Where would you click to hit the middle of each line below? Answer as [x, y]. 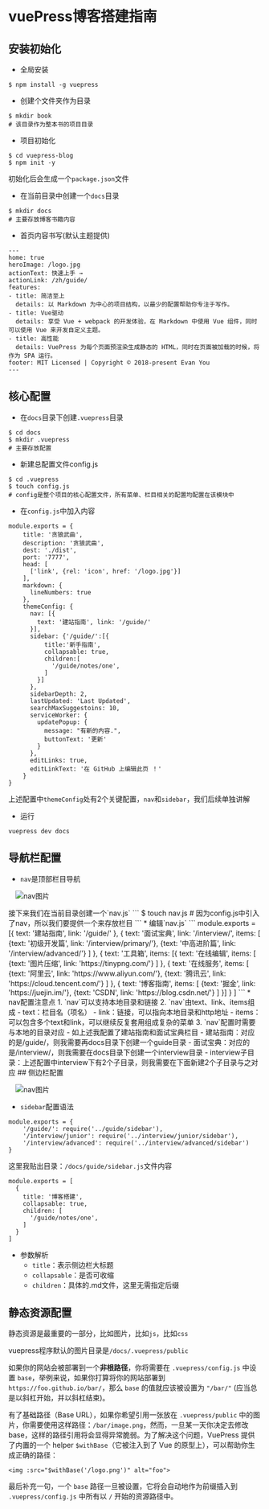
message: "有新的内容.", [83, 730]
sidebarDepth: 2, [59, 694]
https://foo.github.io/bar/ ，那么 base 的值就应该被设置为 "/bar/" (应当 [129, 1388]
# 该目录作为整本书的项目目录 [51, 125]
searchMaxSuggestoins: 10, [75, 708]
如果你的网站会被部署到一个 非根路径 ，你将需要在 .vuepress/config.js [124, 1367]
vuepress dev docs [39, 831]
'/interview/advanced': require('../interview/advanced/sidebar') [136, 1143]
